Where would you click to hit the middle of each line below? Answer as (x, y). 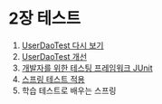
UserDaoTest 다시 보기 (62, 45)
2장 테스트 (45, 19)
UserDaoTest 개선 (54, 56)
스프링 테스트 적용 (53, 79)
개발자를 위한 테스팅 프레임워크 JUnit (87, 68)
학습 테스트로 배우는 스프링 (69, 90)
